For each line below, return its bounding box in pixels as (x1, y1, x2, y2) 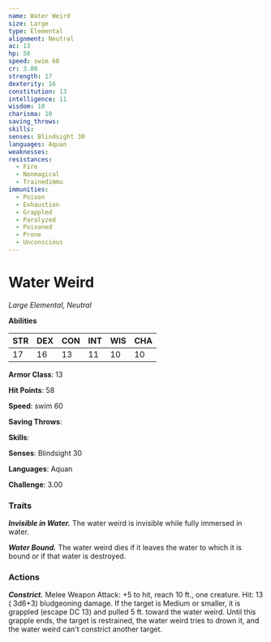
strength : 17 (8, 72, 53, 80)
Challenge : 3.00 (8, 480, 63, 489)
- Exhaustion (15, 200, 60, 209)
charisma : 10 (8, 110, 53, 118)
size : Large (8, 19, 49, 28)
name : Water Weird (8, 11, 71, 20)
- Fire (15, 163, 38, 171)
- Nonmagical (15, 170, 60, 179)
